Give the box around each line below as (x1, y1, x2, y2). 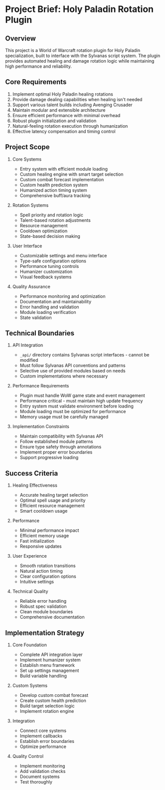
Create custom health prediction (19, 697, 86, 704)
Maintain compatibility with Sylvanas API (19, 433, 103, 439)
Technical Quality (12, 588, 48, 594)
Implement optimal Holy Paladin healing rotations (12, 91, 113, 97)
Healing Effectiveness (12, 482, 57, 489)
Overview (5, 34, 36, 43)
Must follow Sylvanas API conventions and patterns (19, 362, 126, 368)
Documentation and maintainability (19, 298, 92, 304)
